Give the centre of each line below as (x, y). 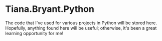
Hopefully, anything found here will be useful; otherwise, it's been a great (81, 28)
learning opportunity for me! (34, 33)
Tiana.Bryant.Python (50, 9)
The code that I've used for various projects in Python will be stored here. (81, 23)
